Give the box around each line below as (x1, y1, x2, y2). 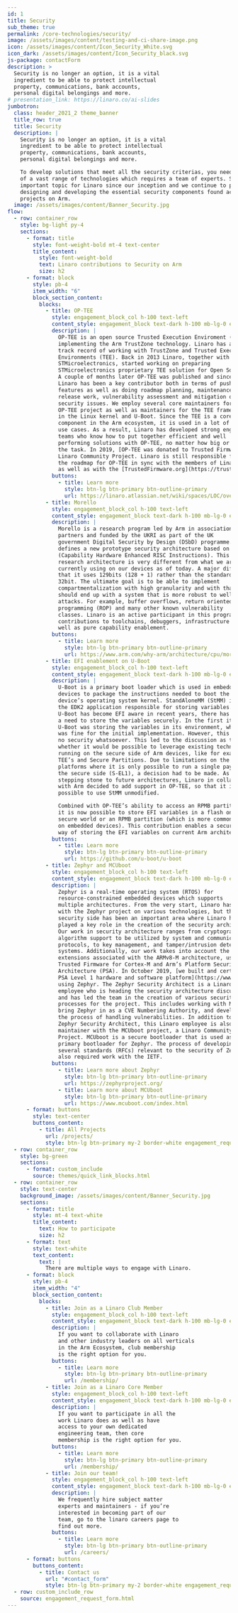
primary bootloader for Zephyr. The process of (57, 1040, 201, 1047)
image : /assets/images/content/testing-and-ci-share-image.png (7, 37, 198, 44)
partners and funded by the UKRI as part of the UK (57, 532, 214, 539)
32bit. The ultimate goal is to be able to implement (57, 578, 220, 586)
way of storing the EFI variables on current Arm (57, 829, 208, 836)
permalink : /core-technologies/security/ (7, 30, 132, 38)
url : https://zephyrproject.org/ (64, 1079, 163, 1087)
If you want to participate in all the (57, 1410, 176, 1418)
